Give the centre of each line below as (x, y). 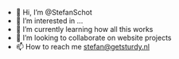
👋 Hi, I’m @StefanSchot (54, 12)
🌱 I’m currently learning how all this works (84, 29)
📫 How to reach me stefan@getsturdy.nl (82, 47)
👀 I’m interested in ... (49, 21)
